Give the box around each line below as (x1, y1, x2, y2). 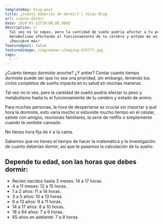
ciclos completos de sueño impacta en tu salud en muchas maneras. (5, 80, 142, 86)
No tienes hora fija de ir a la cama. (5, 129, 74, 135)
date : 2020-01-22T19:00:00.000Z (5, 20, 70, 26)
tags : (5, 52, 16, 57)
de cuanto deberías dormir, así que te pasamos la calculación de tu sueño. (5, 144, 154, 149)
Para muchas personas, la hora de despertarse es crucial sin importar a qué (5, 104, 157, 110)
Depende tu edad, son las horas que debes (5, 158, 137, 166)
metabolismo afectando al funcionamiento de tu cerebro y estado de (9, 34, 151, 39)
